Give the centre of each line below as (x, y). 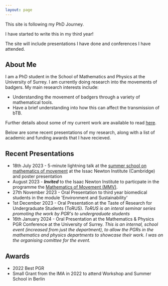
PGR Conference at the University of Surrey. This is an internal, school (85, 224)
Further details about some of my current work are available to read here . (81, 123)
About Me (21, 65)
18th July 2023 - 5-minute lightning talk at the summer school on (79, 166)
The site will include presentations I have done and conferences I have (78, 44)
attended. (15, 49)
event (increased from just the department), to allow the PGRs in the (83, 230)
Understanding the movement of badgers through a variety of (76, 97)
